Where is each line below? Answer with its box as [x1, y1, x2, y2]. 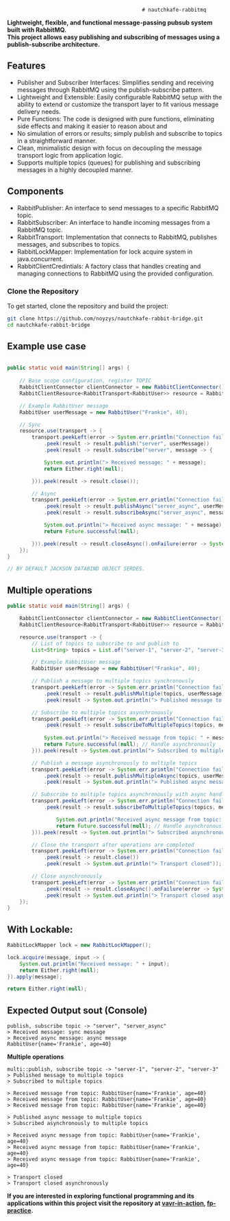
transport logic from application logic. [16, 151, 123, 159]
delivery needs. [16, 107, 61, 116]
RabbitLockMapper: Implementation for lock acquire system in [16, 247, 193, 256]
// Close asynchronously [31, 873, 103, 880]
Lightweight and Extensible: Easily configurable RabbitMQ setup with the [16, 92, 222, 101]
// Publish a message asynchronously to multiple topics [31, 759, 197, 767]
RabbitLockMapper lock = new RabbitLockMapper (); [7, 942, 152, 949]
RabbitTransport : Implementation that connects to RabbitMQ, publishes [16, 233, 218, 241]
